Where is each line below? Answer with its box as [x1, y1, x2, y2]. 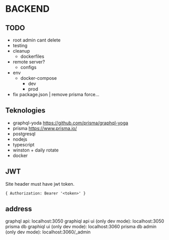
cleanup [12, 48, 30, 54]
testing [12, 42, 28, 49]
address [5, 205, 32, 213]
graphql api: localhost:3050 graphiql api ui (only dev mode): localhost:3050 [5, 218, 164, 224]
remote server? [12, 59, 45, 64]
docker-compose [20, 75, 57, 81]
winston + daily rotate [12, 147, 59, 153]
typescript [12, 141, 35, 147]
